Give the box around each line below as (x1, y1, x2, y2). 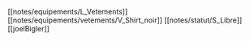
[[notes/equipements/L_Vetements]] (7, 7, 128, 16)
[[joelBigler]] (7, 24, 50, 33)
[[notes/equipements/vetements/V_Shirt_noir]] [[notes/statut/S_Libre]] (7, 15, 243, 25)
